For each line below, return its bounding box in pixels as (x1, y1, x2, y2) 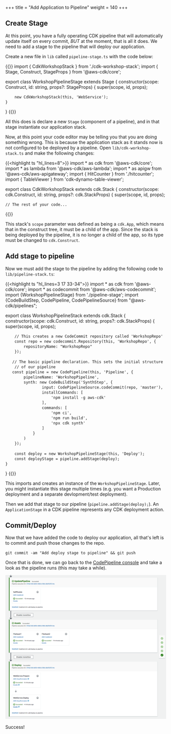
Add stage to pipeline (5, 252, 75, 261)
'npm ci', (51, 410, 72, 415)
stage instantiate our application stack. (5, 124, 87, 130)
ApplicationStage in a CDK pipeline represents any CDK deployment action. (5, 506, 164, 512)
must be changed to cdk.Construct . (5, 237, 80, 243)
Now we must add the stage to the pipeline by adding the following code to (5, 265, 163, 272)
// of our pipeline (14, 364, 56, 370)
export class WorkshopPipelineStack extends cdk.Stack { (5, 312, 126, 319)
